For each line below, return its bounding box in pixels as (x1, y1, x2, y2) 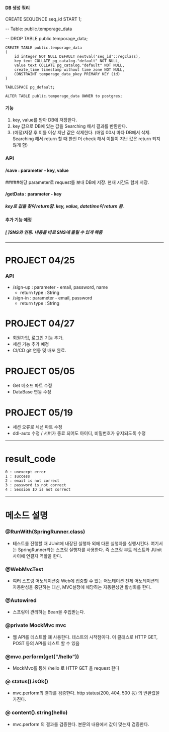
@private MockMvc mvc (5, 622, 66, 629)
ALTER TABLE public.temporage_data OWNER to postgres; (5, 93, 123, 99)
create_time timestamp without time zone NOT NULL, (14, 67, 125, 72)
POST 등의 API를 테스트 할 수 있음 (12, 640, 80, 646)
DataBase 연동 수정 (12, 389, 52, 395)
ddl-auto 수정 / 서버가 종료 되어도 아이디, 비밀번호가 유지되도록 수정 (12, 430, 146, 437)
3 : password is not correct (5, 483, 66, 488)
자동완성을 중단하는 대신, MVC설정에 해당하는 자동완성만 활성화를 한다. (12, 584, 152, 590)
